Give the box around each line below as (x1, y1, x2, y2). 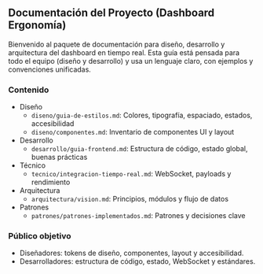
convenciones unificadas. (8, 65, 92, 74)
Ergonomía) (8, 19, 67, 32)
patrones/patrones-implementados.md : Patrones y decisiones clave (31, 211, 246, 220)
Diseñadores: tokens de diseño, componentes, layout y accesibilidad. (19, 248, 244, 258)
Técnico (19, 161, 46, 170)
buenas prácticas (31, 153, 88, 162)
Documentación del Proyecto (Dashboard (8, 6, 215, 20)
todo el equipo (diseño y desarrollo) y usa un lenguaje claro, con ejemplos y (8, 56, 254, 65)
